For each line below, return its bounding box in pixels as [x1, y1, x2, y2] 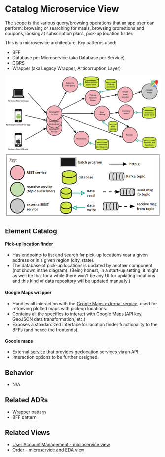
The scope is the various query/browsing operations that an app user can [5, 20, 155, 26]
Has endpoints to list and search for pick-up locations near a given [12, 252, 148, 258]
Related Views [5, 428, 50, 437]
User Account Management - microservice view [12, 442, 110, 448]
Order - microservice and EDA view [12, 447, 85, 453]
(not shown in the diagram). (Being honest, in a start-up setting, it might [12, 267, 158, 273]
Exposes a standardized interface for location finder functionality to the [12, 321, 158, 327]
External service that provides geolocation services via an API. [12, 349, 140, 355]
